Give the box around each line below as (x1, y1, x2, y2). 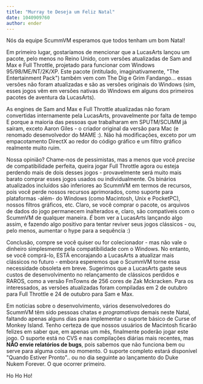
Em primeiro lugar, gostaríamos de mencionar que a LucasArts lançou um (6, 49, 190, 56)
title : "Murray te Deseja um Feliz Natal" (6, 9, 115, 15)
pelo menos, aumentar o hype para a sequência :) (6, 227, 131, 235)
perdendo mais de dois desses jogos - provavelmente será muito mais (6, 169, 182, 176)
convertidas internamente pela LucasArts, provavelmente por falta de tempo (6, 112, 197, 119)
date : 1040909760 (6, 15, 50, 21)
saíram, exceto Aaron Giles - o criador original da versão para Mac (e (6, 125, 179, 132)
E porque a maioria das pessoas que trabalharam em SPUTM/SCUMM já (6, 118, 187, 126)
